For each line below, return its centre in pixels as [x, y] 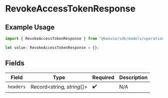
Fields [15, 63]
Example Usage [30, 27]
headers [17, 87]
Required [103, 77]
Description [133, 77]
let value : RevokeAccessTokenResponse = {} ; [52, 47]
